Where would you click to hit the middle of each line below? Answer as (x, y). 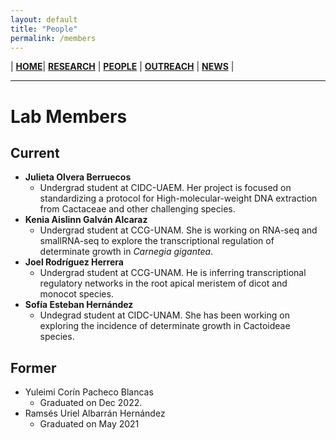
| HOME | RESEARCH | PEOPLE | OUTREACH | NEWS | (122, 67)
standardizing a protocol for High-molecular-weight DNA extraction (178, 198)
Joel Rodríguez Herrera (74, 262)
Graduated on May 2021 (89, 424)
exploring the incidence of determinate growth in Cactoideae (165, 326)
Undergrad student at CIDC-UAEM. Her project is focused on (165, 188)
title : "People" (44, 29)
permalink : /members (53, 38)
